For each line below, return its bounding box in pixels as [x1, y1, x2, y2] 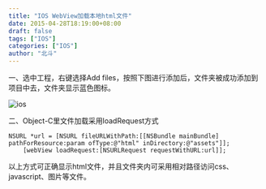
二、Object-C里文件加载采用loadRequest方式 [8, 116, 160, 126]
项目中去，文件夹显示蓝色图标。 [8, 83, 115, 92]
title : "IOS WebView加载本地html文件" [8, 11, 132, 20]
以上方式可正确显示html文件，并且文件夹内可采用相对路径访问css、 [8, 161, 234, 171]
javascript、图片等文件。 [8, 172, 92, 181]
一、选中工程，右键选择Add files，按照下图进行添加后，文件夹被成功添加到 [8, 73, 259, 82]
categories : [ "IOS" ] [8, 42, 79, 50]
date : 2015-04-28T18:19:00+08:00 [8, 19, 122, 28]
